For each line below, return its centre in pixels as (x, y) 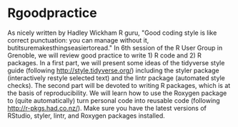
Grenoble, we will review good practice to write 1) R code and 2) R (104, 55)
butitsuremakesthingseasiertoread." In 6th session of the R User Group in (115, 48)
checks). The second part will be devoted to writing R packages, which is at (119, 85)
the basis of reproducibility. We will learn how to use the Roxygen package (117, 93)
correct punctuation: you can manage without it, (78, 40)
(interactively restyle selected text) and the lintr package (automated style (116, 78)
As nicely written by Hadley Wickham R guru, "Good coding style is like (112, 33)
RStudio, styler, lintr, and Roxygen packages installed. (86, 116)
